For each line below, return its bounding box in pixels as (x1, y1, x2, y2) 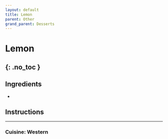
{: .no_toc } (5, 63, 41, 71)
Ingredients (5, 80, 42, 88)
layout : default (5, 7, 39, 13)
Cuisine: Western (5, 128, 48, 135)
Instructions (5, 108, 44, 116)
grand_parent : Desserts (5, 21, 55, 27)
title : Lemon (5, 12, 32, 17)
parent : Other (5, 17, 35, 22)
